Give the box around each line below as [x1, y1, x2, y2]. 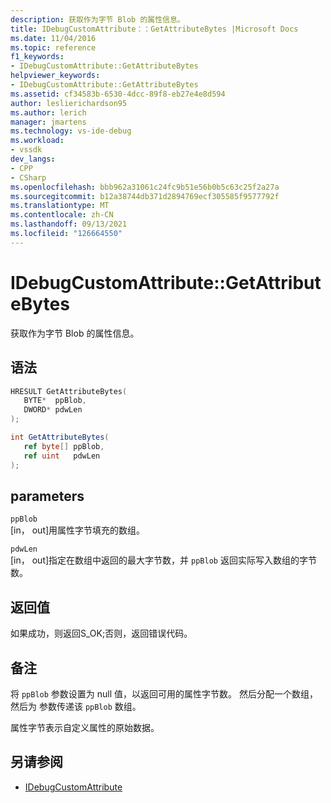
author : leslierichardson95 [10, 98, 128, 108]
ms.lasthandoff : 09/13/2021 [10, 219, 128, 230]
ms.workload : [10, 136, 65, 146]
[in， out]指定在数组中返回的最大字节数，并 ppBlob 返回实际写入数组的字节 [10, 554, 317, 566]
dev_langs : [10, 154, 56, 164]
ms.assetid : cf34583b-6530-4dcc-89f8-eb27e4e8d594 [10, 89, 226, 99]
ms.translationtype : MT [10, 201, 110, 211]
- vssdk [10, 145, 43, 155]
